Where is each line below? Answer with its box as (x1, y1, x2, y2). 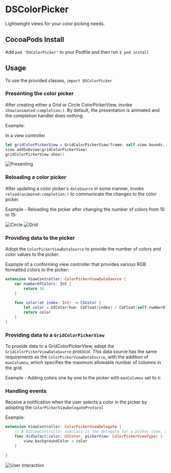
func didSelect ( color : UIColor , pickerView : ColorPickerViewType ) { (14, 434, 163, 439)
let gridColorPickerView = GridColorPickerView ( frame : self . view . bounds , (5, 142, 165, 147)
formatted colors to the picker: (5, 267, 69, 273)
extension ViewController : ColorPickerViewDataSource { (5, 277, 126, 282)
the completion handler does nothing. (5, 112, 84, 119)
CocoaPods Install (5, 35, 65, 44)
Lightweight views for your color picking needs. (5, 20, 105, 27)
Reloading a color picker (5, 174, 67, 181)
